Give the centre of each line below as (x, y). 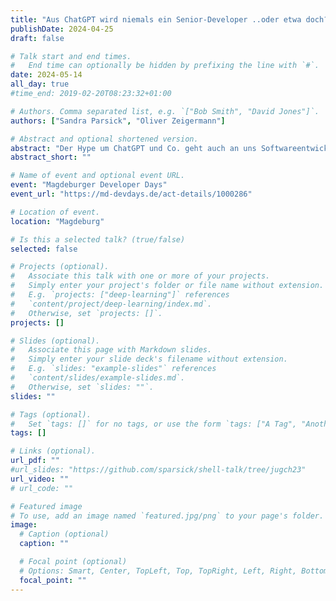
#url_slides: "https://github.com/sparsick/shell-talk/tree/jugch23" (158, 470)
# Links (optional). (53, 451)
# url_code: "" (42, 488)
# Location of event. (55, 212)
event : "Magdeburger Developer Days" (89, 185)
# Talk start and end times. (71, 56)
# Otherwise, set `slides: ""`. (82, 387)
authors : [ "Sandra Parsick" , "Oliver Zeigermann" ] (118, 121)
